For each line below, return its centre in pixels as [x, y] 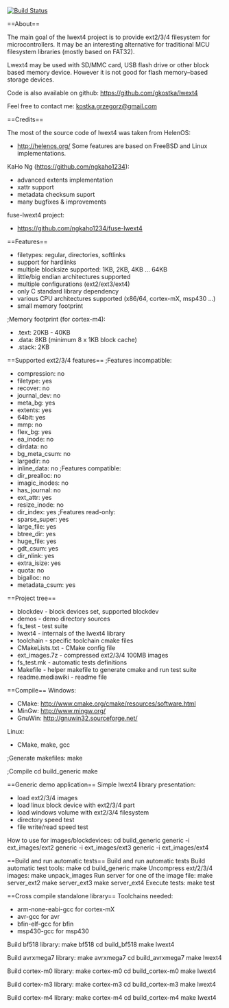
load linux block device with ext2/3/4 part [76, 805]
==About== [23, 24]
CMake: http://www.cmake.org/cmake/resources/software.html [107, 704]
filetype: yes [35, 381]
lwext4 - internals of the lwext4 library [71, 633]
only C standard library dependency [68, 291]
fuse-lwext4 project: [36, 215]
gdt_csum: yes [38, 548]
